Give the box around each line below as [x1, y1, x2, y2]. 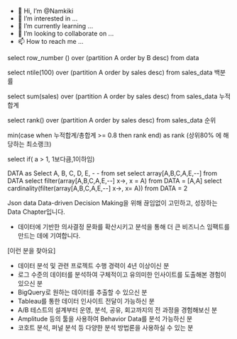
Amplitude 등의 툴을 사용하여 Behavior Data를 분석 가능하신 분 [17, 315, 193, 323]
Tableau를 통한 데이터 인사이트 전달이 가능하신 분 [17, 297, 155, 305]
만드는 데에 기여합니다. [17, 231, 81, 240]
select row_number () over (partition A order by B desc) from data [7, 54, 199, 62]
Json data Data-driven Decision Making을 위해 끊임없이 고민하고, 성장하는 [7, 199, 218, 207]
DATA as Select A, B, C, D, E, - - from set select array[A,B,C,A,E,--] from [7, 169, 218, 177]
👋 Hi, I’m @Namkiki [17, 7, 74, 15]
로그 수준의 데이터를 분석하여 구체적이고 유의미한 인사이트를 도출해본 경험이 [17, 270, 227, 279]
